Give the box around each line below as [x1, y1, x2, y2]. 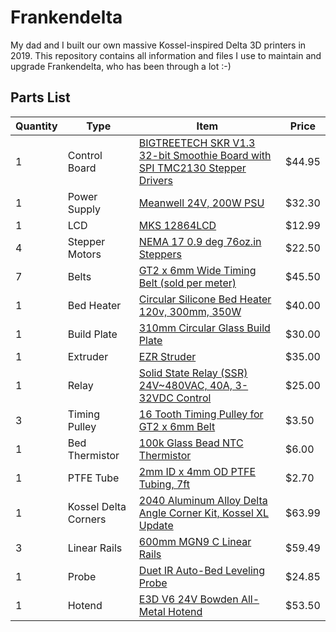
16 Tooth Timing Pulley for [138, 407, 264, 421]
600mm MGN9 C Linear [138, 534, 252, 548]
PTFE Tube [67, 471, 120, 485]
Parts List [10, 89, 71, 106]
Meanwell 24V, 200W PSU [138, 196, 265, 210]
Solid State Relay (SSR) [138, 366, 248, 380]
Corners [67, 512, 107, 526]
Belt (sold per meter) [138, 276, 237, 290]
